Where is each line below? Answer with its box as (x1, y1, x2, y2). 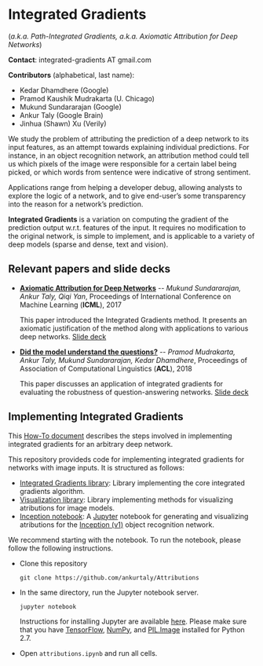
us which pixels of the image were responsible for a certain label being (8, 159, 237, 168)
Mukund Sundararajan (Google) (19, 102, 122, 112)
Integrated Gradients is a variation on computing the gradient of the (8, 214, 229, 224)
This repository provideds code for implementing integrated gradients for (8, 454, 245, 464)
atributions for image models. (19, 503, 115, 512)
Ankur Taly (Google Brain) (19, 110, 104, 119)
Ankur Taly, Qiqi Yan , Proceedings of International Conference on (19, 291, 232, 301)
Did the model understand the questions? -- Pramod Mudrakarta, (19, 347, 236, 357)
